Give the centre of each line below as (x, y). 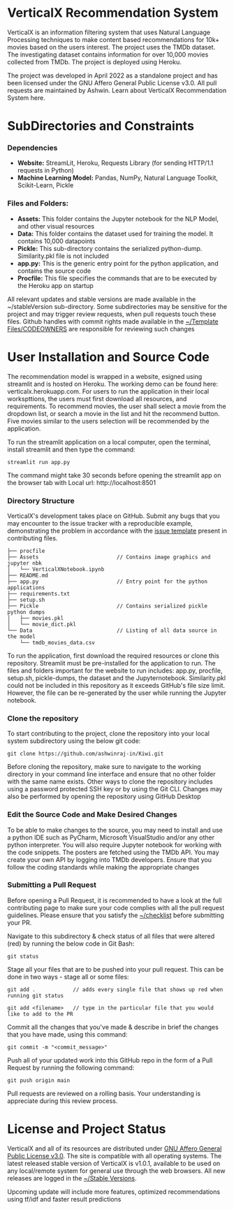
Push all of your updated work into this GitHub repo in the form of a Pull (110, 1060)
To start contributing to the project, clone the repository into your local (108, 734)
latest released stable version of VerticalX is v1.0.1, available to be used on (114, 1163)
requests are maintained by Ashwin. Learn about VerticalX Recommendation (117, 90)
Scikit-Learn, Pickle (45, 185)
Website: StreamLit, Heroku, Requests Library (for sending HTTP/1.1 (115, 163)
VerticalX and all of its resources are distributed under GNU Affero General (115, 1148)
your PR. (20, 922)
